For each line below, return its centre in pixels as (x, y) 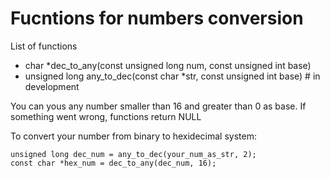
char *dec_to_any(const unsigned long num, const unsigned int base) (168, 65)
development (52, 86)
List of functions (44, 46)
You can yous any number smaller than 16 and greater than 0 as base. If (158, 106)
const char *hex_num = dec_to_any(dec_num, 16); (113, 163)
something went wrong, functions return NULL (106, 116)
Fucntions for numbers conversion (157, 18)
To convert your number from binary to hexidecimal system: (133, 136)
